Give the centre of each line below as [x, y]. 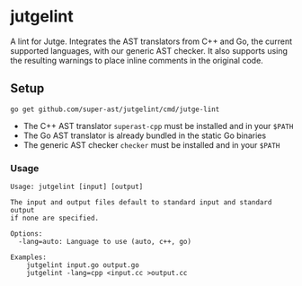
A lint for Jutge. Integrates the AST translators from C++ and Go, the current [151, 41]
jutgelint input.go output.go [83, 265]
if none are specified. [55, 218]
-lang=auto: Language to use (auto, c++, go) [105, 242]
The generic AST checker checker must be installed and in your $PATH [151, 144]
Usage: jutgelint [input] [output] [77, 187]
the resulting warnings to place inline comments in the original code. [137, 60]
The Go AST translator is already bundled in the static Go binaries [145, 135]
